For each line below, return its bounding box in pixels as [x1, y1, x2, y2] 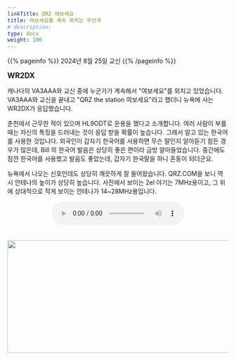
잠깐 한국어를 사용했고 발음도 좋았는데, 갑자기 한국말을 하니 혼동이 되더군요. [7, 154, 214, 163]
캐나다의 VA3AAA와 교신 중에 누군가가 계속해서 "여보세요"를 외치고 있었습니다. [7, 87, 223, 95]
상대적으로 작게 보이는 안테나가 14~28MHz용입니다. [14, 187, 157, 196]
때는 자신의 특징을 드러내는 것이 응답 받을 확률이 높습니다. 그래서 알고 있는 [7, 128, 209, 137]
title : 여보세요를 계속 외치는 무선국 [7, 17, 102, 24]
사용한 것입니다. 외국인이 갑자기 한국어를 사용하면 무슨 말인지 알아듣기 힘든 [14, 137, 219, 145]
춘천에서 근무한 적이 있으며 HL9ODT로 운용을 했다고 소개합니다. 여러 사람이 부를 [7, 119, 227, 128]
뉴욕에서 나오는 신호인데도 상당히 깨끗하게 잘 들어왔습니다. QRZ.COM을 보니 [7, 170, 216, 178]
